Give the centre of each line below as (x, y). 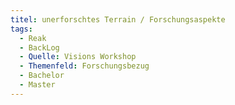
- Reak (33, 38)
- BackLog (39, 47)
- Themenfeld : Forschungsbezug (84, 66)
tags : (21, 29)
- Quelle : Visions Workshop (78, 57)
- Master (37, 85)
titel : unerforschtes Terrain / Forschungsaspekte (118, 19)
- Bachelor (42, 76)
